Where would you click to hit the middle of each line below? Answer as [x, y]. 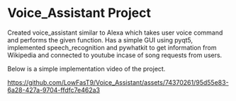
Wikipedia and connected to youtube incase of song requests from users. [115, 55]
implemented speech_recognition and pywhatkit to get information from [112, 47]
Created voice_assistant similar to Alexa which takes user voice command [115, 32]
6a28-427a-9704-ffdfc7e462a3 [54, 90]
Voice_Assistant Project [79, 13]
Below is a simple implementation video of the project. [86, 69]
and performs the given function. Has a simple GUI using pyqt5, [100, 40]
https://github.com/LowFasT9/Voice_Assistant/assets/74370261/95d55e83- [118, 82]
